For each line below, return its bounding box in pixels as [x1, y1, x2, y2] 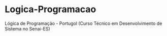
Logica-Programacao [5, 4, 96, 15]
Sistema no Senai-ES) [5, 25, 50, 31]
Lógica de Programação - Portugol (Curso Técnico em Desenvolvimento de [5, 20, 162, 26]
